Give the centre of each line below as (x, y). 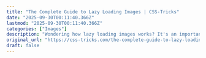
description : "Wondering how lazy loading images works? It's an (91, 34)
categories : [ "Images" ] (37, 29)
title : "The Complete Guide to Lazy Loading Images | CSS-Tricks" (93, 12)
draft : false (23, 46)
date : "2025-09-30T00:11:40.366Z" (51, 18)
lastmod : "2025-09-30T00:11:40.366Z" (55, 23)
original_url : (25, 40)
